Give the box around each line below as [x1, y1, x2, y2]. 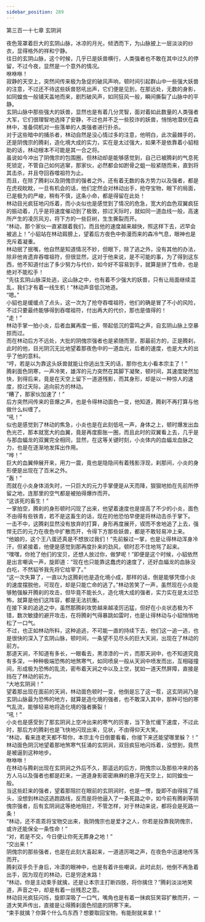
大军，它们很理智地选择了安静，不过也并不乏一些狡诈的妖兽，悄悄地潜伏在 [6, 115, 193, 123]
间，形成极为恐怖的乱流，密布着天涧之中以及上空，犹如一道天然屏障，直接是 [6, 664, 199, 672]
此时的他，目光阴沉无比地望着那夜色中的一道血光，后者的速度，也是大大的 [6, 344, 193, 351]
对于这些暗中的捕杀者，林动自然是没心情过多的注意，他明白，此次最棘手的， [6, 131, 199, 138]
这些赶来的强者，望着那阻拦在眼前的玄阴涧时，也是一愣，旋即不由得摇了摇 [11, 787, 199, 794]
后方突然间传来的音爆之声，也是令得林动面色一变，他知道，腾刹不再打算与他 [6, 398, 199, 405]
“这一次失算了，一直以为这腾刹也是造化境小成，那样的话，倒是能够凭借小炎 [6, 573, 196, 580]
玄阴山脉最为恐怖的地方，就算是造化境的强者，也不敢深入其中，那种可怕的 [6, 695, 193, 702]
